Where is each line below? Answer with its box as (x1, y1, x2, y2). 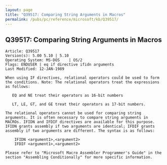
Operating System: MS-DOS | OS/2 (5, 58, 82, 63)
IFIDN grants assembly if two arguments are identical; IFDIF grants (5, 124, 155, 129)
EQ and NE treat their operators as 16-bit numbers (12, 93, 123, 98)
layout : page (5, 7, 33, 13)
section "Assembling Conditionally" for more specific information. (5, 155, 153, 160)
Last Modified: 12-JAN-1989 (5, 67, 65, 72)
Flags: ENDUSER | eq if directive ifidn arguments (5, 62, 114, 67)
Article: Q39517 (5, 49, 39, 54)
